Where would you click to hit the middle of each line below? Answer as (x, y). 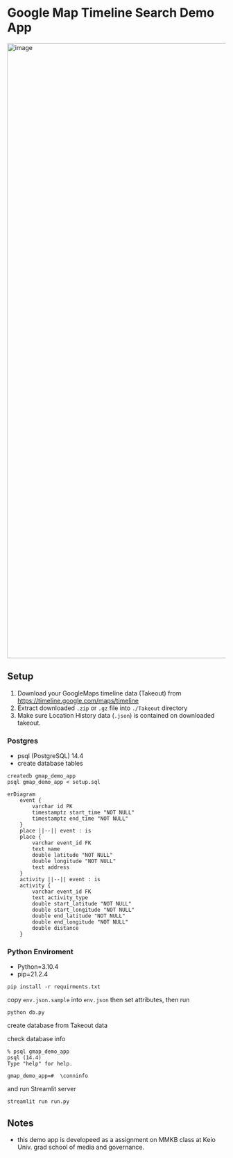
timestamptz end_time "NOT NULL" (80, 819)
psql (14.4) (24, 1058)
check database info (36, 1039)
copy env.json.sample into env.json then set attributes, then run (98, 1000)
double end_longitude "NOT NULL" (80, 922)
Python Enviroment (41, 951)
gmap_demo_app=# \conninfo (48, 1076)
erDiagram (21, 794)
